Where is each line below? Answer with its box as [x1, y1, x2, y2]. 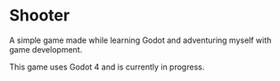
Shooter [9, 5, 70, 26]
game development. [9, 44, 83, 54]
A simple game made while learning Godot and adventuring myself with [9, 35, 272, 45]
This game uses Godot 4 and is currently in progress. [9, 61, 205, 72]
